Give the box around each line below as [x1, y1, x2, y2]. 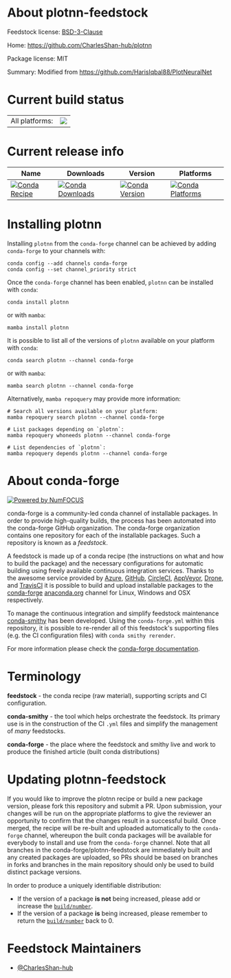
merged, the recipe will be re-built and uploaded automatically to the [7, 824, 201, 832]
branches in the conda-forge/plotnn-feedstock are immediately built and [7, 846, 213, 854]
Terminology [7, 668, 81, 684]
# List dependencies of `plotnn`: [7, 443, 107, 451]
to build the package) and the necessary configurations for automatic [7, 559, 204, 567]
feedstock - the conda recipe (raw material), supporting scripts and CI [7, 691, 208, 699]
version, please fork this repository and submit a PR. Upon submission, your [7, 801, 222, 810]
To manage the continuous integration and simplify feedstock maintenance [7, 609, 219, 617]
